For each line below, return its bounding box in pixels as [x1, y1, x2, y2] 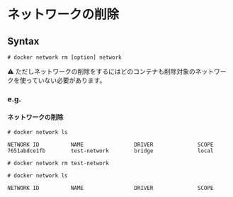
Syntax [7, 35, 40, 47]
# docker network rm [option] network [7, 54, 122, 61]
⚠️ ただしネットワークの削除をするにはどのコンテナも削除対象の [7, 67, 196, 75]
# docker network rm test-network [7, 160, 110, 167]
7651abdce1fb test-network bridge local [7, 147, 214, 154]
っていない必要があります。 [25, 76, 106, 84]
